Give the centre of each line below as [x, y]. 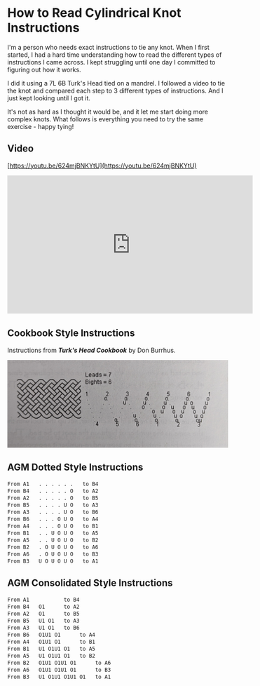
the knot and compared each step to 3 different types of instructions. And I [115, 90]
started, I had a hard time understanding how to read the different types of [115, 55]
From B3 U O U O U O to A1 [53, 561]
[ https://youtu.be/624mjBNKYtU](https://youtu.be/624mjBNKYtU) [102, 166]
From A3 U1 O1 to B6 [43, 628]
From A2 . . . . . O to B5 [53, 498]
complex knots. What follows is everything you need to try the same [105, 119]
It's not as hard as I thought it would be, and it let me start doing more [108, 112]
